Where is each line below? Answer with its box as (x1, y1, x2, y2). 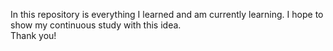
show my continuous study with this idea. (10, 19, 182, 31)
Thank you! (10, 30, 57, 41)
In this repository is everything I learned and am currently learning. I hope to (10, 9, 324, 20)
